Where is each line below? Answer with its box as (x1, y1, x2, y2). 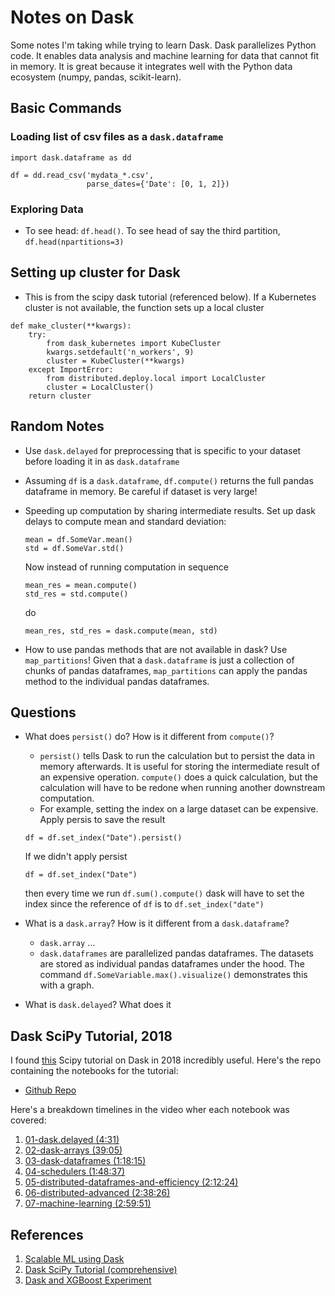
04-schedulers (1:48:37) (24, 1166, 126, 1178)
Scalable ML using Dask (24, 1252, 125, 1265)
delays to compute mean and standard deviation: (24, 515, 227, 527)
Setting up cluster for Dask (10, 264, 181, 281)
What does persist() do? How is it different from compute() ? (24, 731, 275, 743)
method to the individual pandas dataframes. (24, 675, 210, 687)
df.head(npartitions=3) (24, 237, 125, 247)
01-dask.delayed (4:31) (24, 1134, 120, 1146)
